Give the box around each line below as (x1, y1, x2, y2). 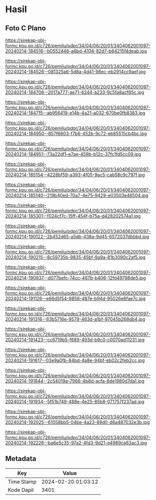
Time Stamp (8, 478, 37, 485)
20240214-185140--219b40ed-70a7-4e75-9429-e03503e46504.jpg (5, 192, 148, 198)
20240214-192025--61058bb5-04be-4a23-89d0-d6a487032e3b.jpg (5, 419, 150, 425)
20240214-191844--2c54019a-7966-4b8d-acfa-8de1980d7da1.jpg (5, 378, 145, 384)
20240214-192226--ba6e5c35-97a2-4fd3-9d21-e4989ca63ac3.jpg (5, 440, 147, 446)
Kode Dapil (8, 486, 34, 493)
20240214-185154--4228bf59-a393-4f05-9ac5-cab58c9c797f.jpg (5, 172, 145, 178)
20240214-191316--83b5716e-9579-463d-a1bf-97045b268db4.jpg (5, 316, 145, 322)
